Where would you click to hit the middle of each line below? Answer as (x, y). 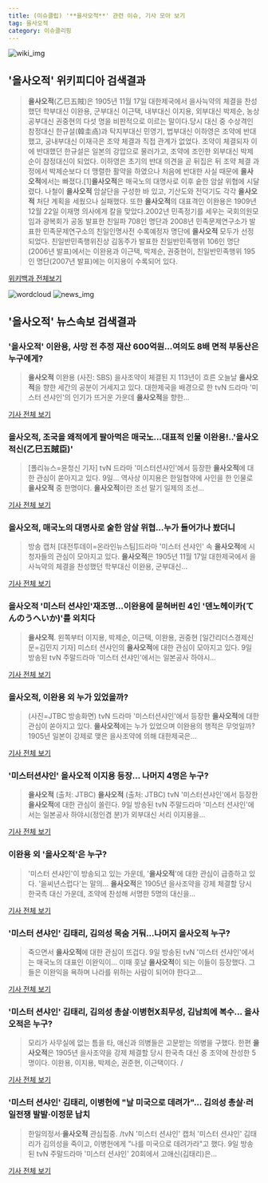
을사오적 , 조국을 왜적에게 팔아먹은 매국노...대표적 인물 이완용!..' (122, 437)
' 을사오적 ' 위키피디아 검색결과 (77, 80)
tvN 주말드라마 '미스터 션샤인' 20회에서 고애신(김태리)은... (127, 1153)
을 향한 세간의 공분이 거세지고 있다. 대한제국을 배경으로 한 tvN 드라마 (142, 387)
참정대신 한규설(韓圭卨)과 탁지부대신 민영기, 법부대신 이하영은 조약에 (134, 131)
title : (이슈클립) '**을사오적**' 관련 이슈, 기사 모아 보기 (97, 16)
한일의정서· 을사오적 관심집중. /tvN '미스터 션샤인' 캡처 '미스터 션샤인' (135, 1133)
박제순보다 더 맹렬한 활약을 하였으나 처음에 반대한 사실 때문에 (144, 171)
